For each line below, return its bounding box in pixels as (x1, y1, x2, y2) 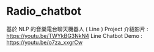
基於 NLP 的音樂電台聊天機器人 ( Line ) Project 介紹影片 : (6, 25, 148, 32)
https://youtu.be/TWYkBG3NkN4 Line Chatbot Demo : (6, 32, 142, 39)
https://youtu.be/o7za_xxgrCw (6, 39, 83, 46)
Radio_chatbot (6, 4, 81, 18)
